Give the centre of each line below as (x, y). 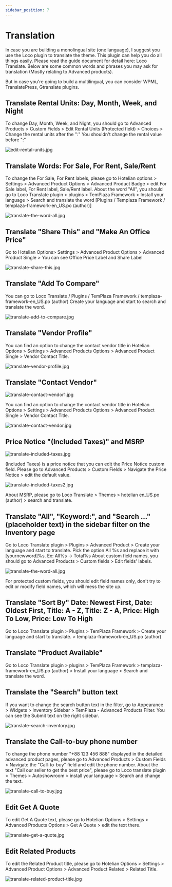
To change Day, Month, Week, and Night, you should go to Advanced (78, 123)
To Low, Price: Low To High (49, 619)
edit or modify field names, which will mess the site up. (63, 587)
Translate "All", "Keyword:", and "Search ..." (78, 516)
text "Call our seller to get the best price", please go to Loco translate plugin (85, 770)
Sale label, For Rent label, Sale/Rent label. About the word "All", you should (84, 189)
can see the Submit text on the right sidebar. (52, 715)
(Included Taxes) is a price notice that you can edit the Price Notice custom (85, 464)
